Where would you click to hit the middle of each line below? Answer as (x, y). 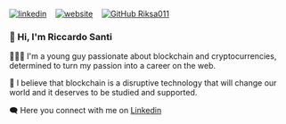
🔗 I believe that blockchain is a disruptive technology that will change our (143, 83)
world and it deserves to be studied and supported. (103, 93)
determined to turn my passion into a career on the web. (113, 66)
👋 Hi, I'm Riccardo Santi (61, 37)
